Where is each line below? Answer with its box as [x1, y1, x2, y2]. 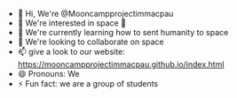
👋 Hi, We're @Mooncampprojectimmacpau [17, 9, 174, 19]
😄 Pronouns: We [17, 69, 80, 79]
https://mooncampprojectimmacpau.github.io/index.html [17, 59, 225, 70]
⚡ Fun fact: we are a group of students [17, 79, 158, 88]
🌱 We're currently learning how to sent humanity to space [17, 27, 229, 37]
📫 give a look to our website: [17, 47, 126, 57]
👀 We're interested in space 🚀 [17, 18, 127, 28]
